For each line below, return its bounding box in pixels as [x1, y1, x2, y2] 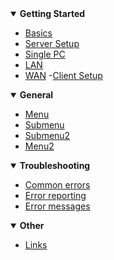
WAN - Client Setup [24, 70, 103, 81]
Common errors [24, 179, 91, 191]
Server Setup [24, 38, 80, 49]
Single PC [24, 48, 66, 60]
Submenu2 [24, 130, 71, 141]
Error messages [24, 200, 91, 212]
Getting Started [19, 8, 86, 19]
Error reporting [24, 190, 87, 201]
